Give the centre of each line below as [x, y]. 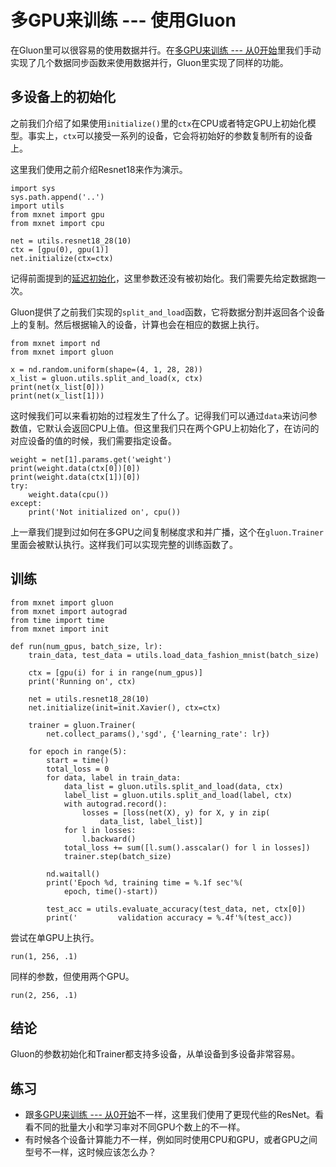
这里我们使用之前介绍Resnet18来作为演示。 [99, 169]
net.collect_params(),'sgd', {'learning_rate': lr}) [158, 734]
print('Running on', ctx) [82, 681]
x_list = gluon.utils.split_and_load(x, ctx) [106, 378]
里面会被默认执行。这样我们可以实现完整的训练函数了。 [124, 544]
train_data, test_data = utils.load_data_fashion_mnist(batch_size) [174, 655]
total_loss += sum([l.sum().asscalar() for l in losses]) [187, 847]
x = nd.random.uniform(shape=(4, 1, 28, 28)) [106, 369]
